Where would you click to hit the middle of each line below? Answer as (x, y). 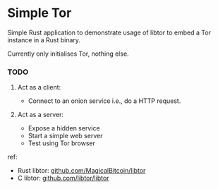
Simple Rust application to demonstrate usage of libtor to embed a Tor (109, 32)
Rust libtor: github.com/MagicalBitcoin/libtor (81, 171)
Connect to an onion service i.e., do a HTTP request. (104, 101)
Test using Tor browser (62, 143)
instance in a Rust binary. (44, 39)
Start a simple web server (65, 136)
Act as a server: (41, 115)
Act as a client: (39, 87)
